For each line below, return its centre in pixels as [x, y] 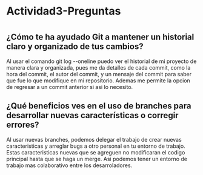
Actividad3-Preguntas [64, 11]
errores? [23, 125]
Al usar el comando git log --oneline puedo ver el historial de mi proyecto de [101, 61]
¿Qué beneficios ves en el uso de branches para [99, 106]
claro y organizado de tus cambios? [75, 47]
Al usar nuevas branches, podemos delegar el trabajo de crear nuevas [94, 139]
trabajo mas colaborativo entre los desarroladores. [69, 165]
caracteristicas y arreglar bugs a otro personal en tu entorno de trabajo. [96, 146]
